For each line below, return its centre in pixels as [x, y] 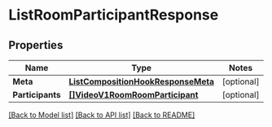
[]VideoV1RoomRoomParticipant [134, 95]
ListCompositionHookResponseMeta [141, 81]
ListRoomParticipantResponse [114, 15]
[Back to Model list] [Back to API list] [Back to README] [102, 115]
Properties [36, 45]
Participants [37, 95]
